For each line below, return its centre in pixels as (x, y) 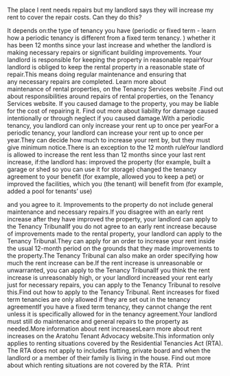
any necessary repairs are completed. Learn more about (87, 81)
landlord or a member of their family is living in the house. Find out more (109, 358)
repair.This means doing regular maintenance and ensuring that (97, 74)
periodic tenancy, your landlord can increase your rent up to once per (105, 133)
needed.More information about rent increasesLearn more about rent (105, 329)
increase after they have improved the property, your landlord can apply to (113, 219)
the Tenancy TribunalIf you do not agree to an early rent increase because (112, 226)
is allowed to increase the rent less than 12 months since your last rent (106, 155)
